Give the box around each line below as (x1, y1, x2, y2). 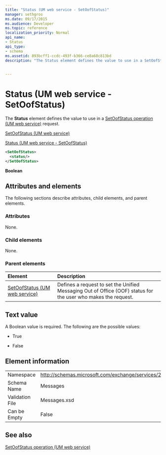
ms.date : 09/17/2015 (5, 16, 48, 21)
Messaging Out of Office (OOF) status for (57, 287, 153, 294)
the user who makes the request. (57, 293, 133, 300)
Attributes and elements (5, 182, 82, 190)
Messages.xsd (40, 397, 74, 403)
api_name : (5, 35, 26, 40)
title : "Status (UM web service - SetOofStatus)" (5, 7, 110, 12)
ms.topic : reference (5, 26, 48, 31)
